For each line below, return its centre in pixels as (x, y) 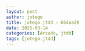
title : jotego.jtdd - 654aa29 (43, 22)
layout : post (22, 11)
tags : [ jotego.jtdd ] (31, 39)
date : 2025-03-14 (27, 28)
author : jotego (24, 17)
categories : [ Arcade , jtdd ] (40, 33)
